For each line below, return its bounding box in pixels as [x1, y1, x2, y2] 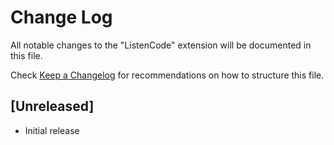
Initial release [24, 124, 80, 136]
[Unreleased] [10, 98, 95, 115]
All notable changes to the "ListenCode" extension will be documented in [10, 39, 312, 51]
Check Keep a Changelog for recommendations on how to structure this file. [10, 69, 325, 81]
